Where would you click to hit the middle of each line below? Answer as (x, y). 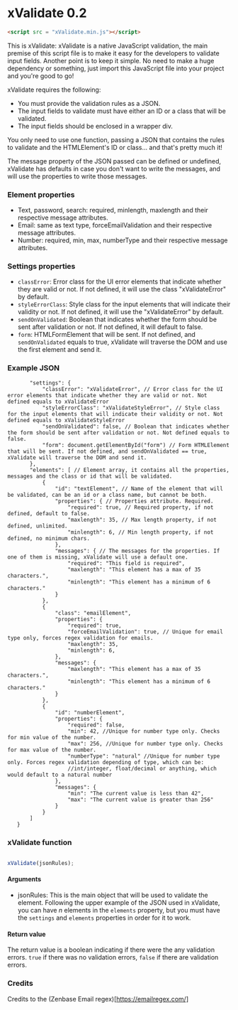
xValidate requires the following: (54, 90)
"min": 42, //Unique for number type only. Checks (144, 731)
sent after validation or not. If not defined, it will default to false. (110, 327)
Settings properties (41, 267)
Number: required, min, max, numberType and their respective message (123, 240)
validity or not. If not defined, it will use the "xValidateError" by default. (121, 312)
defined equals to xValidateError (58, 402)
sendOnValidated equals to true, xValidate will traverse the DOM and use (123, 342)
